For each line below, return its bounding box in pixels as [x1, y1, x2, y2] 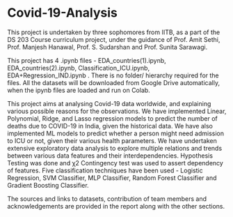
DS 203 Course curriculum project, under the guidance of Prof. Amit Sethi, [7, 35, 220, 43]
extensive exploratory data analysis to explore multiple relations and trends [7, 144, 223, 152]
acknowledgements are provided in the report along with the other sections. [7, 202, 225, 210]
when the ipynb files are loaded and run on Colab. [7, 86, 151, 94]
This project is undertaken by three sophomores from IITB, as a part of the [7, 28, 220, 36]
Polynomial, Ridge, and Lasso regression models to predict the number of [7, 114, 218, 123]
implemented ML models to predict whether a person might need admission [7, 129, 225, 137]
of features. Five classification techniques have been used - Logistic [7, 166, 203, 174]
